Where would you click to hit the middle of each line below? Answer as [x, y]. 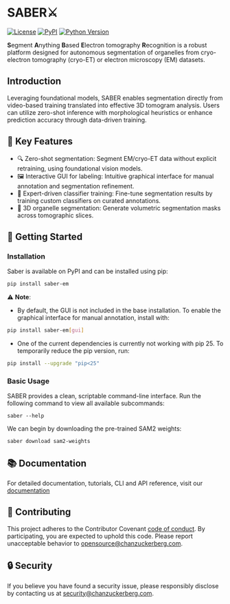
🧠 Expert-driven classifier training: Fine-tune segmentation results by [115, 193]
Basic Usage [28, 381]
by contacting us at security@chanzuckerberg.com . [81, 593]
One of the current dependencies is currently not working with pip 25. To [120, 343]
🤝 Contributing [39, 512]
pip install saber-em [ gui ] [46, 331]
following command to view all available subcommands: [86, 403]
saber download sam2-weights [49, 442]
